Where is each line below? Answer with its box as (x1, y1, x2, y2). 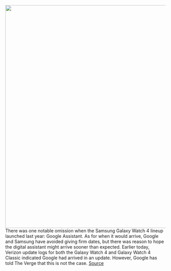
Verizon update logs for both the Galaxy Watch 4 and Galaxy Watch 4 (5, 250, 151, 255)
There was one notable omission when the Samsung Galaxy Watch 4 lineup (5, 228, 164, 234)
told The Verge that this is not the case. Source (5, 260, 104, 266)
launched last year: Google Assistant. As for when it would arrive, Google (5, 233, 159, 239)
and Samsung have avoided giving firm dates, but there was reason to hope (5, 238, 164, 245)
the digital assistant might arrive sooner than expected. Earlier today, (5, 244, 150, 250)
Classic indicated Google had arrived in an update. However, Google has (5, 255, 157, 261)
